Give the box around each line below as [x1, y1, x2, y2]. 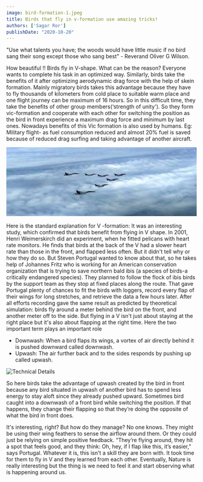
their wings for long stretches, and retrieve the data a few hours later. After [6, 293, 192, 300]
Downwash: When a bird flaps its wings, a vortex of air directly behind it [14, 337, 195, 345]
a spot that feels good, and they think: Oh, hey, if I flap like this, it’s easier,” [6, 443, 192, 451]
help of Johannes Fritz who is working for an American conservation [6, 261, 177, 268]
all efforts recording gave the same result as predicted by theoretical [6, 300, 177, 307]
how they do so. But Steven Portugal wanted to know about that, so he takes [6, 254, 197, 262]
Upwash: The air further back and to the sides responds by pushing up [14, 350, 192, 357]
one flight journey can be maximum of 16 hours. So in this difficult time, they [6, 97, 196, 104]
